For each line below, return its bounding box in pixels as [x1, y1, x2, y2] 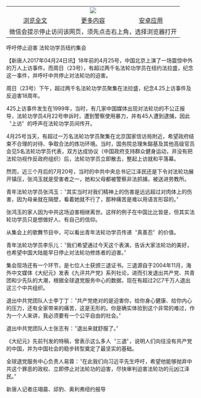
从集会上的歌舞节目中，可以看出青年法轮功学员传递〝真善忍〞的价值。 [6, 229, 179, 236]
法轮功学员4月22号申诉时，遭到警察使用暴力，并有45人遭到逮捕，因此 [16, 112, 190, 119]
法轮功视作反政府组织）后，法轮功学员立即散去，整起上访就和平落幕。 [6, 155, 179, 162]
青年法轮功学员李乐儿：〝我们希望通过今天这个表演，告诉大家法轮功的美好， [6, 241, 193, 249]
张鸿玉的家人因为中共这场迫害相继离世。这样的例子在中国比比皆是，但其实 [6, 208, 190, 216]
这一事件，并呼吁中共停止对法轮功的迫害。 [6, 72, 111, 79]
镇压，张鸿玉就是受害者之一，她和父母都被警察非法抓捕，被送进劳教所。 [11, 175, 190, 182]
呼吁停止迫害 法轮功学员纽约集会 [6, 44, 87, 51]
